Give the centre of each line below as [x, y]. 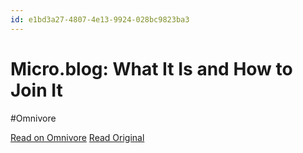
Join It [36, 90]
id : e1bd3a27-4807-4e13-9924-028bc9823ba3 [100, 19]
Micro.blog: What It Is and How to [151, 68]
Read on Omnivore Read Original [77, 137]
